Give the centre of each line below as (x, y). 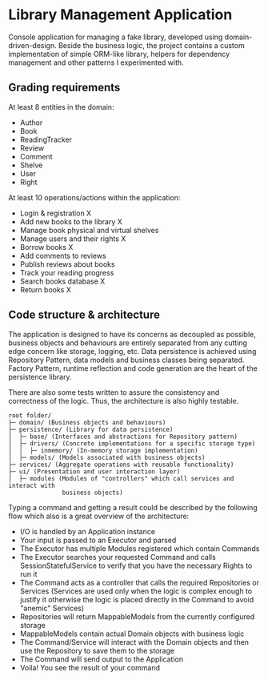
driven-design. (33, 45)
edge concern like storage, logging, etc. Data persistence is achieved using (132, 351)
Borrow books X (46, 247)
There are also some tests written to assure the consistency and (114, 392)
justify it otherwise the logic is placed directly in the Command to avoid (137, 599)
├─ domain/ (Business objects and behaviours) (87, 422)
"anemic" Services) (52, 608)
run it (28, 573)
